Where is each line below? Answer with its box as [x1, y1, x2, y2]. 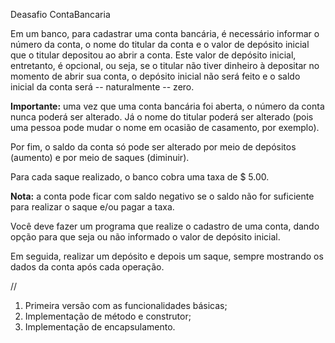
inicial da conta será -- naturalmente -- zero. [10, 81, 195, 93]
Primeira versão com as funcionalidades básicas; [24, 300, 228, 311]
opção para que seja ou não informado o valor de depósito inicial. [10, 231, 281, 243]
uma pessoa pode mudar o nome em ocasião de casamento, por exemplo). [10, 122, 320, 133]
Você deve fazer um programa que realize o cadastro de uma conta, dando [10, 220, 320, 232]
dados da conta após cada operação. [10, 261, 165, 273]
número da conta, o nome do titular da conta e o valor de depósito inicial [10, 39, 310, 50]
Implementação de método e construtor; [24, 310, 192, 322]
